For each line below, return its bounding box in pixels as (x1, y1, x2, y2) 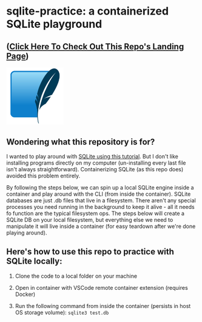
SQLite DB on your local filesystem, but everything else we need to (6, 216, 173, 223)
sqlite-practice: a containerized (6, 4, 169, 18)
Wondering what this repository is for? (6, 137, 155, 147)
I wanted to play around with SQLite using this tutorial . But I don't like (6, 153, 179, 160)
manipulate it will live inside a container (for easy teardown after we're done (6, 223, 196, 230)
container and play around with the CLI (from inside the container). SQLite (6, 190, 191, 197)
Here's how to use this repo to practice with (6, 247, 175, 257)
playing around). (6, 229, 47, 236)
